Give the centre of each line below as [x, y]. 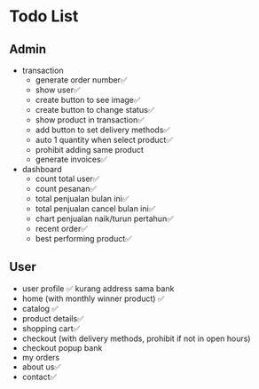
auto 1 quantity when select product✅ [104, 140]
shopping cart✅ [51, 328]
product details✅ [53, 318]
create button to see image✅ [88, 100]
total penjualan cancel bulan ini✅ [95, 209]
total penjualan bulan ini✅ [82, 198]
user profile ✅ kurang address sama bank [98, 288]
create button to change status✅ [95, 110]
